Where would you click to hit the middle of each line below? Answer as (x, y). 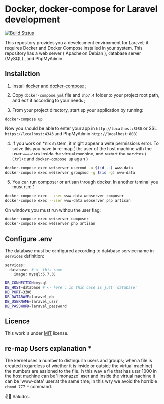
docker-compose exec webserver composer (47, 219)
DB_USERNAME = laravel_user (31, 301)
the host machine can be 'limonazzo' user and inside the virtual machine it (80, 376)
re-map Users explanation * (48, 349)
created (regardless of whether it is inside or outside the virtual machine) (79, 366)
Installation (23, 74)
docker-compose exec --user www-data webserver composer (65, 196)
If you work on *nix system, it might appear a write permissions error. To (85, 143)
